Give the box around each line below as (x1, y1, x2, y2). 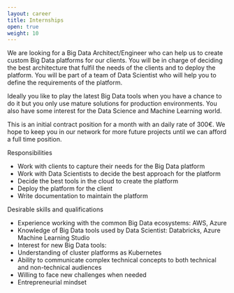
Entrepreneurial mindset (17, 278, 87, 287)
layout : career (7, 10, 52, 17)
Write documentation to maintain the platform (17, 192, 149, 200)
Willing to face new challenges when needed (17, 271, 147, 279)
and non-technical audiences (17, 263, 102, 272)
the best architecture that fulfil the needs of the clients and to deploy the (7, 63, 216, 72)
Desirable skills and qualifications (7, 205, 103, 213)
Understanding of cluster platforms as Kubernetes (17, 248, 162, 257)
